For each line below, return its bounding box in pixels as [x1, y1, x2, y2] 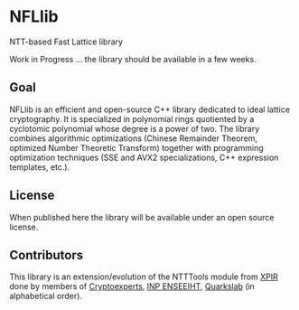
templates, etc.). [9, 161, 70, 173]
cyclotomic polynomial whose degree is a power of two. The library [9, 123, 260, 134]
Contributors [9, 247, 84, 263]
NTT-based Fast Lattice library [9, 36, 124, 47]
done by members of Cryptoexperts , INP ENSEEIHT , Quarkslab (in [9, 281, 256, 292]
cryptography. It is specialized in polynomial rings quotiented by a [9, 113, 255, 124]
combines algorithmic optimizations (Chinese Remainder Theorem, [9, 133, 257, 144]
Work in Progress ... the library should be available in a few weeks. [9, 53, 257, 64]
